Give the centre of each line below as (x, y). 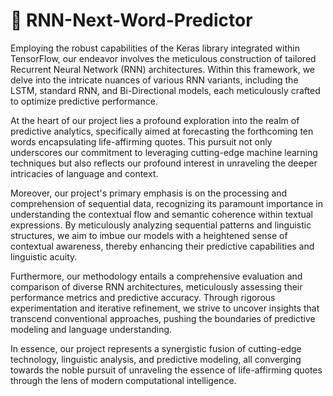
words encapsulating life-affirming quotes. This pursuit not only (141, 141)
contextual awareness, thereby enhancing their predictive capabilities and (162, 246)
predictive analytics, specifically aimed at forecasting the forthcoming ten (162, 131)
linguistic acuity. (44, 256)
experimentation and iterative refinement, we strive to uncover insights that (165, 308)
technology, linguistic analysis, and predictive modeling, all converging (156, 359)
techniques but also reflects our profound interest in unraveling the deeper (164, 163)
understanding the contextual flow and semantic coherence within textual (161, 214)
